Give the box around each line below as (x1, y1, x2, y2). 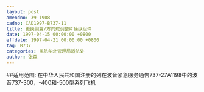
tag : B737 (6, 43, 32, 49)
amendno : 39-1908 (6, 15, 51, 21)
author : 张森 (6, 54, 38, 60)
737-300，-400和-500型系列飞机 (11, 79, 96, 86)
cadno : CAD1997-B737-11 (6, 20, 67, 26)
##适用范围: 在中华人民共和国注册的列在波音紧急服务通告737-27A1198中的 (6, 71, 193, 79)
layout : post (6, 8, 40, 15)
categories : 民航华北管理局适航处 (6, 48, 85, 54)
